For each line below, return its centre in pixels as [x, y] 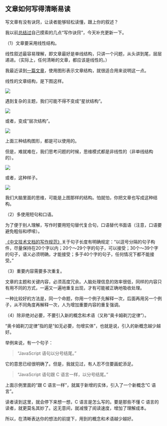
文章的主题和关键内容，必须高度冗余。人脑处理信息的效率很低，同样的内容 [81, 282]
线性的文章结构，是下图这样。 [36, 81]
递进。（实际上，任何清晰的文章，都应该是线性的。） [57, 60]
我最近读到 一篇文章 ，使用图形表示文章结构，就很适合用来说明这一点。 [77, 70]
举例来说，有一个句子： [29, 342]
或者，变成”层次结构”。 [29, 121]
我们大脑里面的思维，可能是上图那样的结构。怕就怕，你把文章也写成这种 [79, 197]
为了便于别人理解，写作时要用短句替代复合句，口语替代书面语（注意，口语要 [83, 225]
